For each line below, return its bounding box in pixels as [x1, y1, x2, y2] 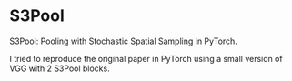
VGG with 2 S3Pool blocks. [9, 63, 111, 74]
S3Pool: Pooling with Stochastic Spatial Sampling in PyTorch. [9, 35, 238, 46]
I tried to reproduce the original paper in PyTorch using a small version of [9, 53, 284, 64]
